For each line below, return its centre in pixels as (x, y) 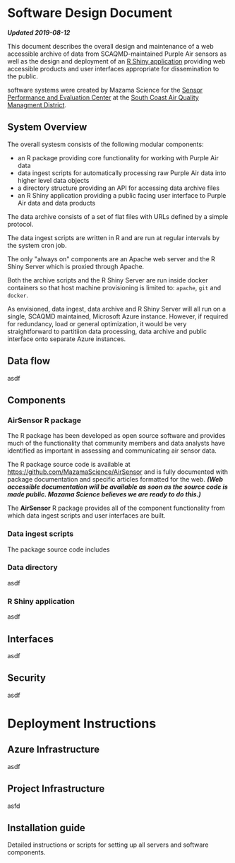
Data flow (29, 361)
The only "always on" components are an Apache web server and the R (111, 258)
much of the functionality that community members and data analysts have (116, 444)
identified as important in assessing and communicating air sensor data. (112, 451)
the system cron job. (37, 245)
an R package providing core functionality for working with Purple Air (118, 157)
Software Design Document (90, 13)
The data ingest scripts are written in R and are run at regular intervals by (114, 237)
